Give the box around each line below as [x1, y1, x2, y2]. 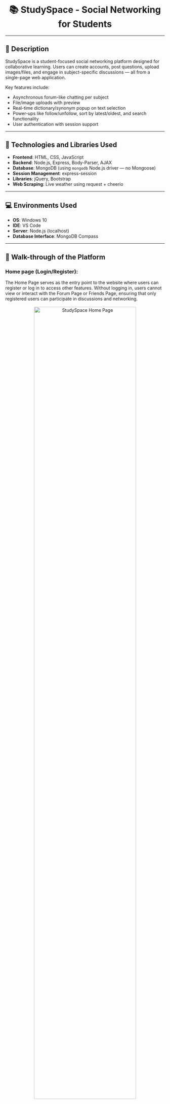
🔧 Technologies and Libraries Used [5, 141, 117, 149]
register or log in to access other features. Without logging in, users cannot [5, 285, 162, 291]
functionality [12, 115, 39, 122]
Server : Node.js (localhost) [12, 228, 69, 234]
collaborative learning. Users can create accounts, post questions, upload [5, 63, 159, 70]
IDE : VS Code [12, 222, 41, 229]
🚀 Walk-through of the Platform [5, 252, 105, 262]
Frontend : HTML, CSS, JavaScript [12, 154, 84, 160]
